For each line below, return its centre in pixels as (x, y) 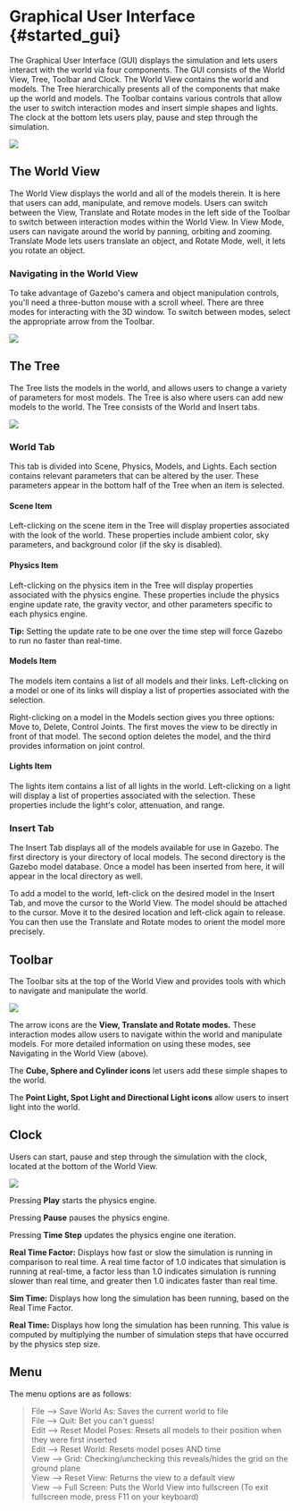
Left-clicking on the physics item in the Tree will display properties (131, 585)
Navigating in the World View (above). (79, 1054)
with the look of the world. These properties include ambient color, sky (139, 535)
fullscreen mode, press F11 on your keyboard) (115, 1497)
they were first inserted (74, 1439)
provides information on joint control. (77, 745)
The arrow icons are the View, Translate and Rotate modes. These (133, 1025)
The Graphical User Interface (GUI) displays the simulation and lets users (144, 60)
